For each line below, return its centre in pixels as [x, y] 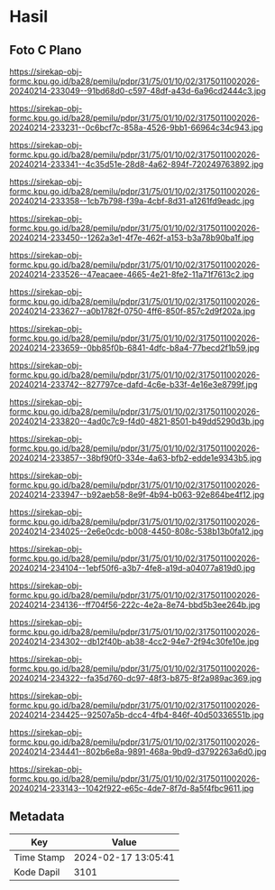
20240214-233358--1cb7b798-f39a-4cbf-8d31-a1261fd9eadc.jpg [132, 201]
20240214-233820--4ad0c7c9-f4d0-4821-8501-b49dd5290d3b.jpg [137, 421]
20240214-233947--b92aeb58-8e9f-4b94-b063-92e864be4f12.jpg [137, 495]
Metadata [37, 816]
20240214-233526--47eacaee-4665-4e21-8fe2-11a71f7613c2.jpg [132, 274]
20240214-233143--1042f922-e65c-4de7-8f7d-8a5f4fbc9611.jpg [132, 788]
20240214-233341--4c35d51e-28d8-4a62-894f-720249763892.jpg [137, 164]
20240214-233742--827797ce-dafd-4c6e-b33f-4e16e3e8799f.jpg [134, 384]
